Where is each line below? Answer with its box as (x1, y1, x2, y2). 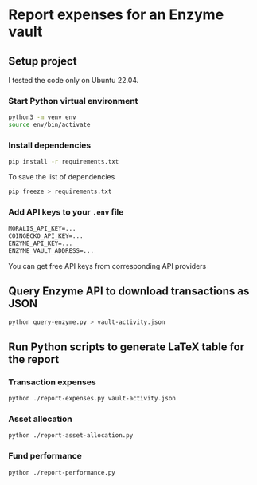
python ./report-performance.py (8, 468, 115, 476)
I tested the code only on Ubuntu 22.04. (8, 76, 139, 85)
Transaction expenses (8, 377, 97, 388)
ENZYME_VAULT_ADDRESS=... (8, 247, 94, 255)
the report (8, 353, 60, 366)
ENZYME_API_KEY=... (8, 239, 73, 248)
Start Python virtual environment (8, 95, 138, 106)
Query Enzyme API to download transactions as (8, 285, 250, 298)
